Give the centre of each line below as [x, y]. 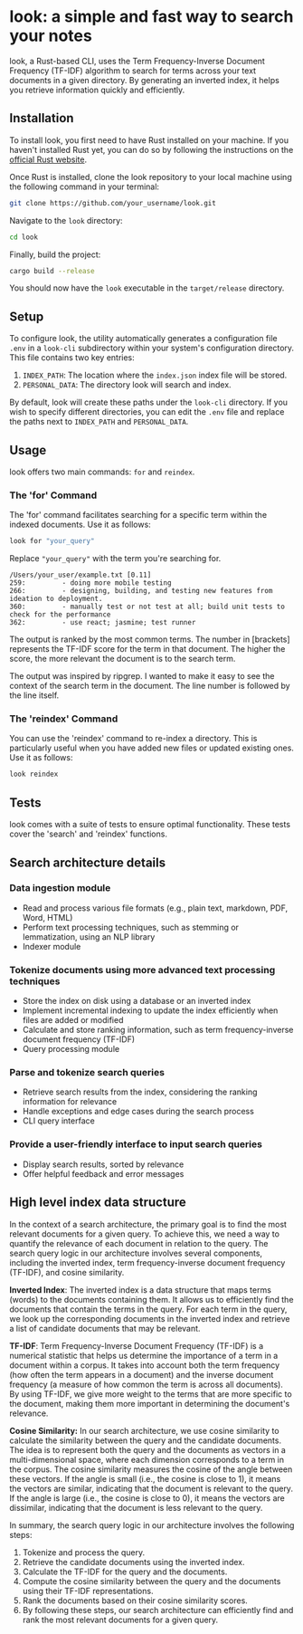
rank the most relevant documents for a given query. [120, 1620]
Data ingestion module [60, 888]
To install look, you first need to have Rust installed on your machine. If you [149, 140]
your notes [51, 36]
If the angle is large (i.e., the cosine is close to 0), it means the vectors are [147, 1498]
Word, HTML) [47, 917]
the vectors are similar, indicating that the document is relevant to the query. [151, 1488]
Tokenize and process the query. [84, 1552]
